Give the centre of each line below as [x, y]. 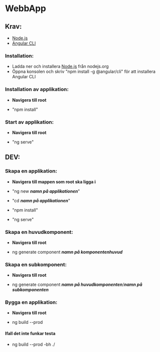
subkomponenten [30, 290]
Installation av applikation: [37, 89]
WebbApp [25, 9]
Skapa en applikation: [31, 171]
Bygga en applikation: [31, 302]
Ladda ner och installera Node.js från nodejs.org [60, 67]
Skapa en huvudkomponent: [39, 232]
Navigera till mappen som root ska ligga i [54, 182]
